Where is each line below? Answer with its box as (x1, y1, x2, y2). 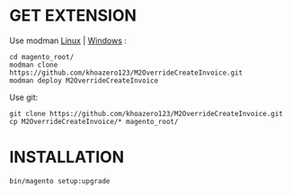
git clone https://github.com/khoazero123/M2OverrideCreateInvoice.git (9, 109, 283, 118)
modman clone (9, 60, 58, 69)
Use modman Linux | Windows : (9, 35, 128, 46)
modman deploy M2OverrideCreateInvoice (9, 75, 159, 85)
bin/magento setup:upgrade (9, 176, 111, 185)
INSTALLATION (9, 147, 124, 167)
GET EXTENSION (9, 5, 137, 26)
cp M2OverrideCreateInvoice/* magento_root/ (9, 117, 179, 126)
